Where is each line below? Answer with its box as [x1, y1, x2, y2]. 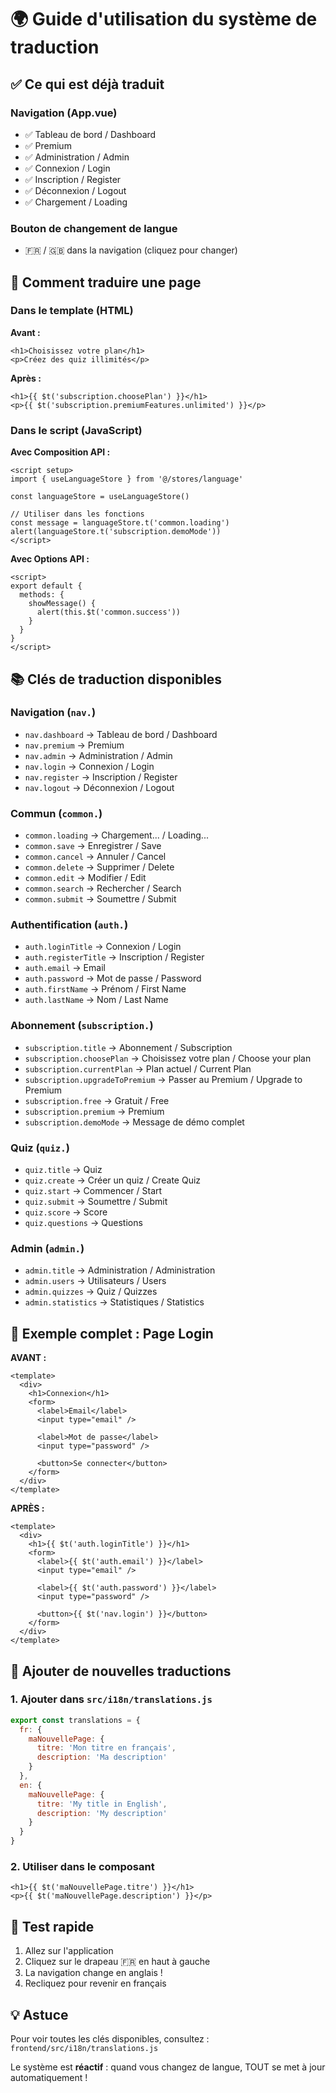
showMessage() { [28, 599, 97, 609]
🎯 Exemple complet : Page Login [10, 1325, 214, 1342]
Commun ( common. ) [10, 806, 103, 820]
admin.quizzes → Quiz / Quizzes [24, 1286, 158, 1298]
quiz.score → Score [24, 1206, 108, 1218]
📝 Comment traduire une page [10, 274, 202, 291]
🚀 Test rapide [10, 1918, 95, 1935]
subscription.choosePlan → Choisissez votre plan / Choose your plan [24, 1052, 312, 1064]
